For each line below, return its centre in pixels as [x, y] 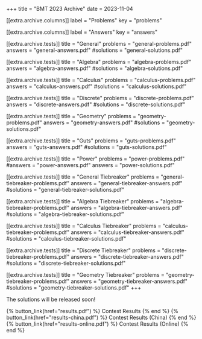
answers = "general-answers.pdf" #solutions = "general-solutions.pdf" [94, 50]
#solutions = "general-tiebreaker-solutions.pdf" [65, 190]
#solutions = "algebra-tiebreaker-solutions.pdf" [65, 214]
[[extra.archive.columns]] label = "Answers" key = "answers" [82, 32]
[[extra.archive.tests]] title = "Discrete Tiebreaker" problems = [84, 250]
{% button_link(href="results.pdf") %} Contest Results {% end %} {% [93, 311]
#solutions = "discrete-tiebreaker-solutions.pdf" [66, 263]
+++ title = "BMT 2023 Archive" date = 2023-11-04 [70, 9]
